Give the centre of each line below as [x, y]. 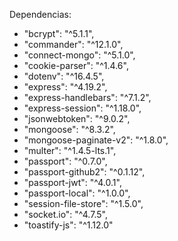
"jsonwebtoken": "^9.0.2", [77, 118]
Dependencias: [40, 14]
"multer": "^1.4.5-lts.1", [70, 150]
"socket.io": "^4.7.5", [65, 214]
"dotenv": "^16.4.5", [64, 76]
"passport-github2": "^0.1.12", [84, 172]
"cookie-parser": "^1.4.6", [76, 65]
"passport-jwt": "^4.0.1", [72, 182]
